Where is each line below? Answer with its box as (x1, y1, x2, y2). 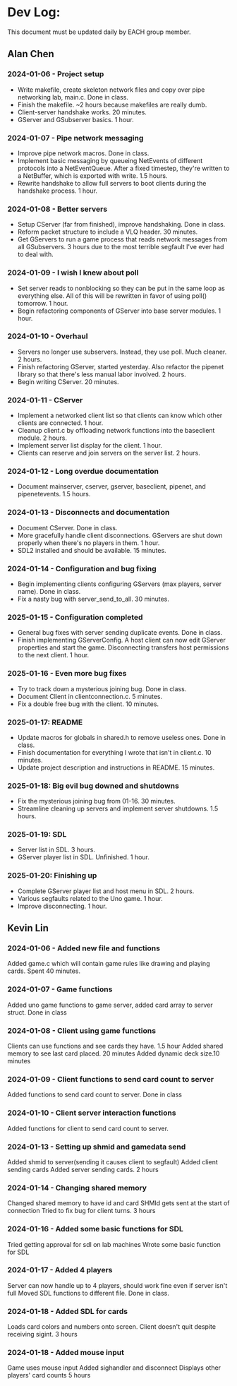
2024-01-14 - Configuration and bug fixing (7, 563, 157, 573)
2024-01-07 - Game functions (7, 984, 113, 994)
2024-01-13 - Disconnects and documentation (7, 508, 170, 518)
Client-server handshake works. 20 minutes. (17, 107, 147, 117)
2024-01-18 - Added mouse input (7, 1348, 125, 1358)
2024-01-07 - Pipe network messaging (7, 133, 144, 143)
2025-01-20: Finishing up (7, 871, 97, 880)
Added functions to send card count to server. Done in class (7, 1090, 182, 1099)
